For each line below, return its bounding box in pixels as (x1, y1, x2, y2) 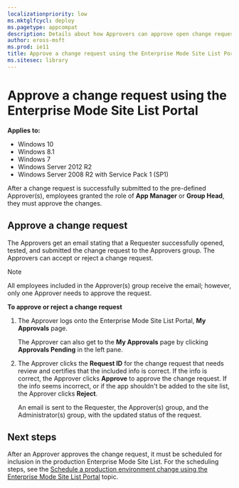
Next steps (7, 431, 57, 443)
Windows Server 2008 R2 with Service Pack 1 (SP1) (17, 170, 169, 179)
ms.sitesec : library (7, 57, 69, 64)
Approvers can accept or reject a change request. (7, 253, 154, 262)
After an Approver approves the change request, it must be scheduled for (7, 450, 223, 459)
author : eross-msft (7, 37, 65, 44)
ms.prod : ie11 (7, 43, 50, 51)
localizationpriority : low (7, 10, 87, 18)
